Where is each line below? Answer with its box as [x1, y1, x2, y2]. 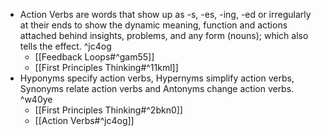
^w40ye [19, 94, 53, 105]
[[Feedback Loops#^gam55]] [34, 51, 155, 63]
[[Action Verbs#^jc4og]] [34, 115, 135, 126]
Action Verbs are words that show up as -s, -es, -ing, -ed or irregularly [19, 9, 312, 20]
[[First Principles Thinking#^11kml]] [34, 62, 179, 73]
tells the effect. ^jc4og [19, 40, 112, 52]
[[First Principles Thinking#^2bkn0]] [34, 104, 183, 116]
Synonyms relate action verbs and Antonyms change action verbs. [19, 83, 295, 94]
